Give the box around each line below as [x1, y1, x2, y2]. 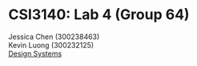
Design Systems [8, 49, 62, 58]
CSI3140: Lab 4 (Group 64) [8, 6, 190, 24]
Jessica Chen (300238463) [8, 32, 100, 41]
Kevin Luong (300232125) [8, 40, 94, 49]
